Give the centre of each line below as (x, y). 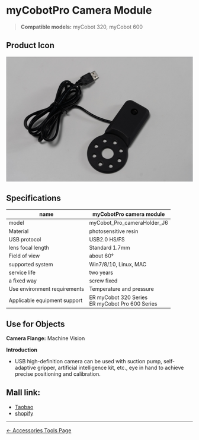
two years (101, 272)
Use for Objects (36, 324)
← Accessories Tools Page (39, 430)
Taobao (24, 407)
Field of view (24, 256)
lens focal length (29, 248)
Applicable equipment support (46, 300)
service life (22, 272)
